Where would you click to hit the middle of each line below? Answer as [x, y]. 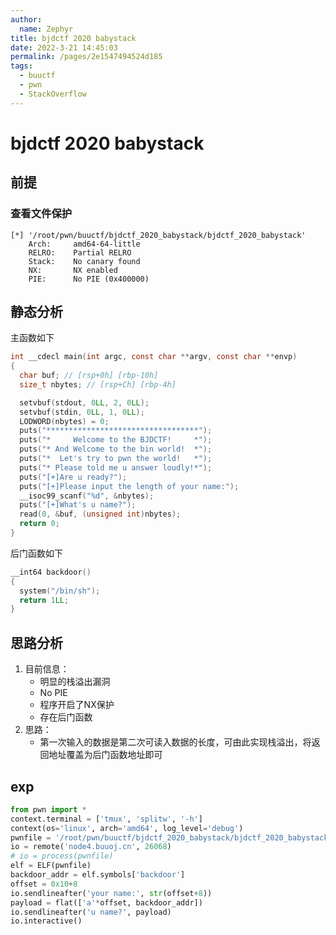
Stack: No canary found [84, 261]
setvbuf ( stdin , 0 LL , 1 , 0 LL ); [82, 412]
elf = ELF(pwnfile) [51, 866]
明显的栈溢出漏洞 [75, 682]
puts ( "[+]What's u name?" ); [78, 505]
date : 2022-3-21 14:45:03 [64, 47]
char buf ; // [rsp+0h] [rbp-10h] [89, 376]
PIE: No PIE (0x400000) [89, 279]
